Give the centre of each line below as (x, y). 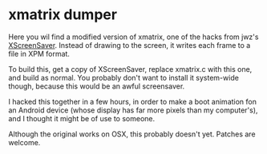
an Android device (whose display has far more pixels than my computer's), (133, 110)
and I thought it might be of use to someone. (81, 118)
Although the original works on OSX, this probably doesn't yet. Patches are (132, 134)
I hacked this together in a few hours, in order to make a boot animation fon (133, 101)
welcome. (24, 142)
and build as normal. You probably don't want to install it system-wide (123, 77)
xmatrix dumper (63, 15)
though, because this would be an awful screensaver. (97, 86)
